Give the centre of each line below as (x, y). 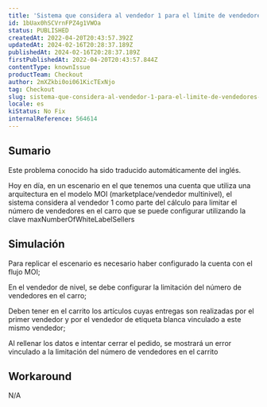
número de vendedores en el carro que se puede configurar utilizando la (127, 210)
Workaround (40, 376)
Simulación (37, 244)
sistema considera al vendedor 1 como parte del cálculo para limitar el (123, 202)
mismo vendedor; (37, 328)
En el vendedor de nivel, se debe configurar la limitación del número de (125, 287)
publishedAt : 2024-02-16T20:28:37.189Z (74, 52)
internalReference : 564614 (53, 119)
